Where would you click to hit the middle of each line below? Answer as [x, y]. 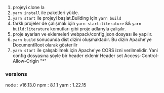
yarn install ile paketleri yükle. [46, 13]
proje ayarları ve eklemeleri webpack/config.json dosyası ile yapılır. [83, 34]
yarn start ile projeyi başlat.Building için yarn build [67, 18]
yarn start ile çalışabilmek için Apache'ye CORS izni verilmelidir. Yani [85, 50]
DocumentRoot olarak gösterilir [45, 45]
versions [16, 74]
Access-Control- [141, 56]
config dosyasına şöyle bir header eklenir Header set [68, 56]
